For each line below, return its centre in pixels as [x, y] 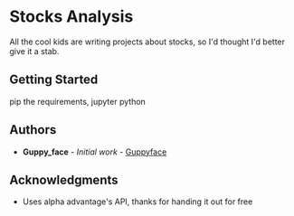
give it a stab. [34, 51]
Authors [33, 130]
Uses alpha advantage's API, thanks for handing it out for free [138, 202]
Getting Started [54, 80]
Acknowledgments [64, 179]
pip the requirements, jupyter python [78, 101]
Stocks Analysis [71, 17]
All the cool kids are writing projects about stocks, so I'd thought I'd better [147, 42]
